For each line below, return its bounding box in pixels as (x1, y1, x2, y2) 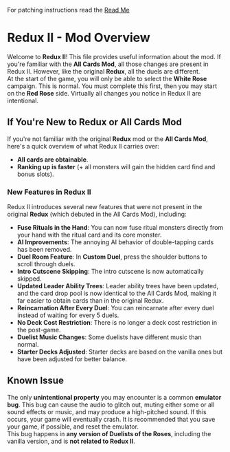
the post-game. (16, 326, 61, 334)
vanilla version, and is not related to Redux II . (7, 437, 135, 445)
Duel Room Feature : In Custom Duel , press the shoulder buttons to (16, 252, 207, 261)
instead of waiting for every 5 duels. (16, 311, 119, 319)
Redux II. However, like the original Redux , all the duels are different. (7, 67, 200, 75)
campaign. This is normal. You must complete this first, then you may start (7, 82, 218, 90)
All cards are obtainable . (16, 155, 89, 164)
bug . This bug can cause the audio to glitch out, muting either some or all (7, 400, 215, 409)
